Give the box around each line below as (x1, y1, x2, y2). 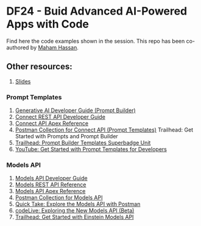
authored (6, 44, 29, 51)
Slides (15, 77, 31, 85)
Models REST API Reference (15, 181, 86, 188)
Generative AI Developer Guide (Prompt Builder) (15, 107, 136, 114)
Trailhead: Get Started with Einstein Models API (15, 213, 134, 221)
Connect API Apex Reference (15, 120, 89, 127)
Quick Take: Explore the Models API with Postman (15, 200, 141, 208)
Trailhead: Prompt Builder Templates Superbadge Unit (15, 139, 151, 147)
